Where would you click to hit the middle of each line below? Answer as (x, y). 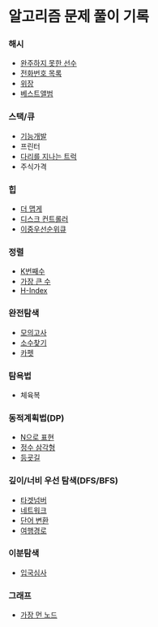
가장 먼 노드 (39, 615)
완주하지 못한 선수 (48, 63)
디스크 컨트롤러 (44, 219)
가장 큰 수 (35, 282)
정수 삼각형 (38, 448)
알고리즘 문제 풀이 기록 (79, 17)
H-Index (34, 291)
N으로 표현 (37, 437)
